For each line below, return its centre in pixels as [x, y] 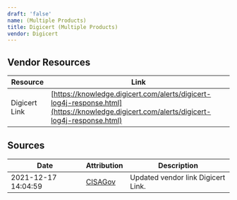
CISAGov [101, 182]
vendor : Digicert [33, 34]
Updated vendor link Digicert [178, 177]
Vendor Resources [49, 62]
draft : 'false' [30, 14]
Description [178, 165]
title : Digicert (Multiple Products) [63, 27]
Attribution [104, 165]
